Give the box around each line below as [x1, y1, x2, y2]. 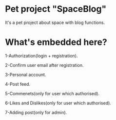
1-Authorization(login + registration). [5, 53, 78, 59]
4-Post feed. [5, 81, 31, 87]
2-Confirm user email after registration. [5, 62, 84, 68]
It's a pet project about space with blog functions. [5, 20, 105, 25]
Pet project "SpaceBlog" [5, 3, 107, 15]
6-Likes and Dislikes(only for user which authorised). [5, 100, 111, 106]
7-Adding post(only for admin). [5, 109, 67, 115]
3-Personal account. [5, 72, 46, 78]
